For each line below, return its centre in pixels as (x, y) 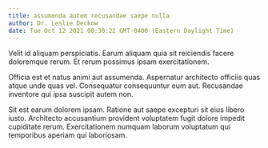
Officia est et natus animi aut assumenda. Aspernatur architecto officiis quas (134, 78)
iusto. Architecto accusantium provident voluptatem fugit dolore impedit (127, 118)
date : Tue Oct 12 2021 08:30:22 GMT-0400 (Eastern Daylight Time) (121, 30)
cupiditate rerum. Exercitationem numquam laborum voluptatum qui (119, 127)
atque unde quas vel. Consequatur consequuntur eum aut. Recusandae (126, 86)
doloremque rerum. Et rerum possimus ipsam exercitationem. (109, 62)
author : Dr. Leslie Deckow (53, 23)
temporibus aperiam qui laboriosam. (68, 135)
